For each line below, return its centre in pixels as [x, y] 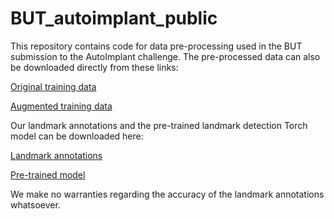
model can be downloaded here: [77, 136]
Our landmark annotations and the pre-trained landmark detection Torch [159, 125]
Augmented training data [61, 106]
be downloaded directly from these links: [94, 67]
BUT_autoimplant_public [114, 18]
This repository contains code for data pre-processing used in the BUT [156, 46]
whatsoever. [35, 204]
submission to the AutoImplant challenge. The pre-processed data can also [165, 56]
